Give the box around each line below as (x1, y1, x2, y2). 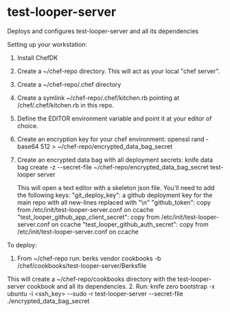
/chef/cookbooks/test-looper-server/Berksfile (16, 261, 147, 269)
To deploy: (7, 240, 37, 249)
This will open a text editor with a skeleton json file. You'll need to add (16, 183, 215, 191)
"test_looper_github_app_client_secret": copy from (16, 213, 160, 221)
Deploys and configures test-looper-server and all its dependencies (7, 27, 199, 35)
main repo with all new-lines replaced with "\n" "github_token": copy (16, 198, 211, 207)
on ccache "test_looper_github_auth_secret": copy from (51, 220, 209, 228)
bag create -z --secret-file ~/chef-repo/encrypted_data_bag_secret (16, 163, 209, 171)
